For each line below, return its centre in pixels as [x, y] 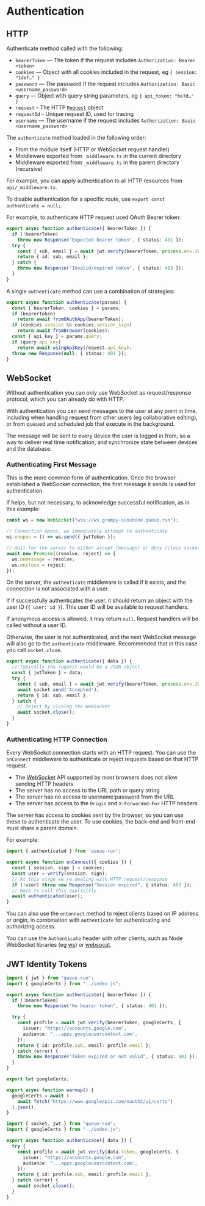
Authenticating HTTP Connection [57, 739]
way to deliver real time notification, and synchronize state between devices [102, 442]
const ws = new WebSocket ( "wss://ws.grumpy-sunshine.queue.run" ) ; [92, 520]
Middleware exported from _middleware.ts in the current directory [98, 156]
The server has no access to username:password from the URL [95, 797]
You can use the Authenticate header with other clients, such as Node [95, 938]
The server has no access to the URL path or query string [87, 791]
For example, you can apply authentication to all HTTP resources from [95, 181]
